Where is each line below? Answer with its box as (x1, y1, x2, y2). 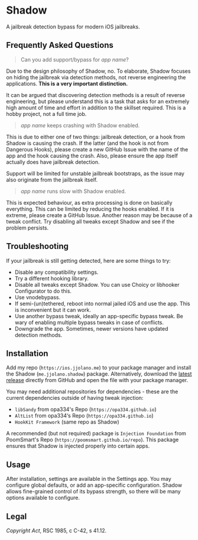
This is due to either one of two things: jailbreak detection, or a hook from (6, 133, 185, 140)
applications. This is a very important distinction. (6, 80, 128, 87)
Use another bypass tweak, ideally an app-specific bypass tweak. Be (14, 312, 183, 319)
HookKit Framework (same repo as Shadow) (14, 418, 119, 426)
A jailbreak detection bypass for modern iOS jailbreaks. (6, 23, 140, 30)
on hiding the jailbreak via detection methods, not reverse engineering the (6, 73, 186, 80)
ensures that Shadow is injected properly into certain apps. (6, 442, 150, 450)
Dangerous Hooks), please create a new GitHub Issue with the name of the (6, 145, 189, 153)
